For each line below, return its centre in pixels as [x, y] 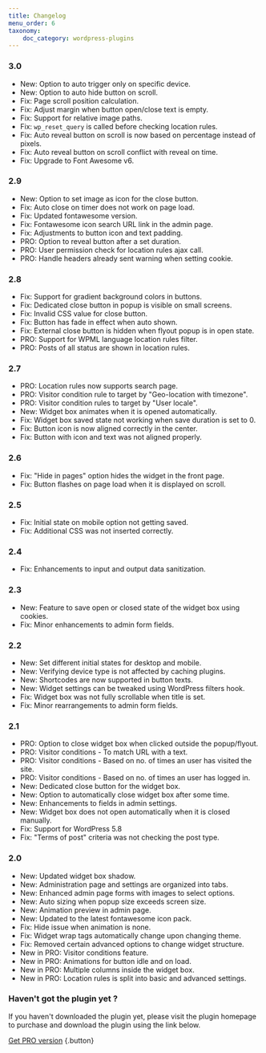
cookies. [34, 616]
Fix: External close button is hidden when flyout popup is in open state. [137, 331]
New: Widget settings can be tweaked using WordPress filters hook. [133, 688]
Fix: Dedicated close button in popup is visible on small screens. [126, 305]
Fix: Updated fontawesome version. [79, 215]
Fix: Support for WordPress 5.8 [71, 829]
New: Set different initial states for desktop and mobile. [111, 662]
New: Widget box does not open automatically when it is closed [125, 812]
